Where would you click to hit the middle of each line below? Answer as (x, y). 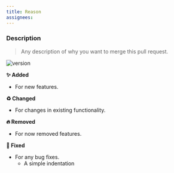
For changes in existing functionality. (60, 110)
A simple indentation (49, 163)
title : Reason (24, 12)
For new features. (36, 86)
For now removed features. (48, 133)
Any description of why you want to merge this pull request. (94, 51)
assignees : (20, 17)
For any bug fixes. (37, 157)
